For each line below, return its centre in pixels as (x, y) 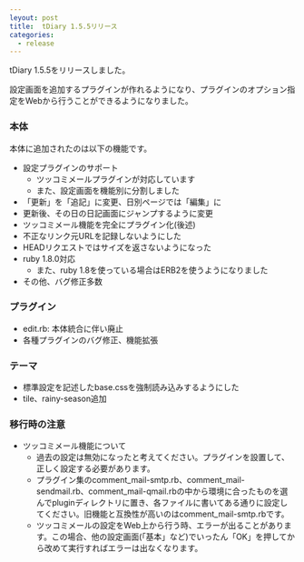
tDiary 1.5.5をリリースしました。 (70, 70)
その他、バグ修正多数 (62, 281)
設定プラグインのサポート (70, 167)
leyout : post (34, 18)
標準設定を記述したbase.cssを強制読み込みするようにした (131, 387)
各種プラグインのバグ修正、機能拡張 (90, 340)
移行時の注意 (38, 425)
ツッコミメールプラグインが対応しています (116, 179)
